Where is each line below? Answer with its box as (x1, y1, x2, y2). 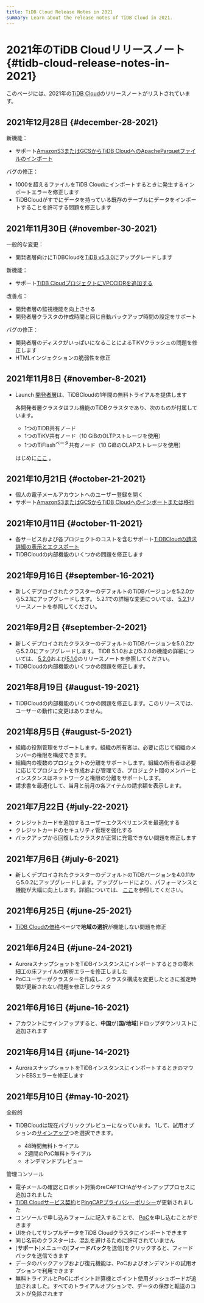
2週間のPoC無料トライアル (24, 1150, 92, 1157)
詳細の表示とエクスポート (15, 543, 80, 550)
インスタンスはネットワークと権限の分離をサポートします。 (15, 775, 164, 782)
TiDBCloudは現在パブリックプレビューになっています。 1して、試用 (15, 1122, 184, 1129)
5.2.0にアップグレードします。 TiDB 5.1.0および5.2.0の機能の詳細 (20, 647, 184, 655)
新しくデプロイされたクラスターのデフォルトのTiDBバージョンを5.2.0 (15, 588, 189, 595)
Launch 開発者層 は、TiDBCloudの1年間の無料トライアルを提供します (15, 391, 188, 398)
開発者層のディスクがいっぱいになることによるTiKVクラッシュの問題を (15, 339, 192, 346)
